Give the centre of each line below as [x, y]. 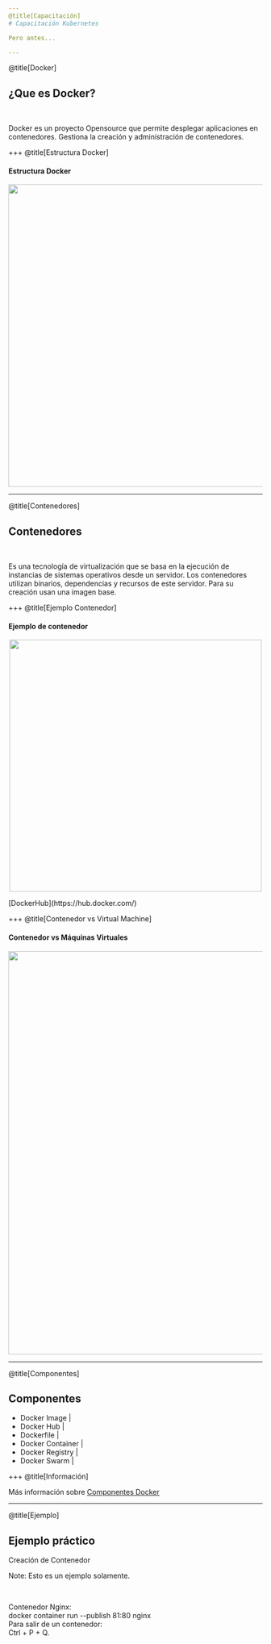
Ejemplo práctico [52, 1540]
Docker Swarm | [47, 1461]
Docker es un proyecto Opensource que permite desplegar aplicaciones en [133, 128]
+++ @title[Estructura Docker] [58, 152]
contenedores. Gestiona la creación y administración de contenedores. [126, 137]
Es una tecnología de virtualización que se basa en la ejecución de [119, 566]
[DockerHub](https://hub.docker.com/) [73, 903]
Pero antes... [32, 38]
